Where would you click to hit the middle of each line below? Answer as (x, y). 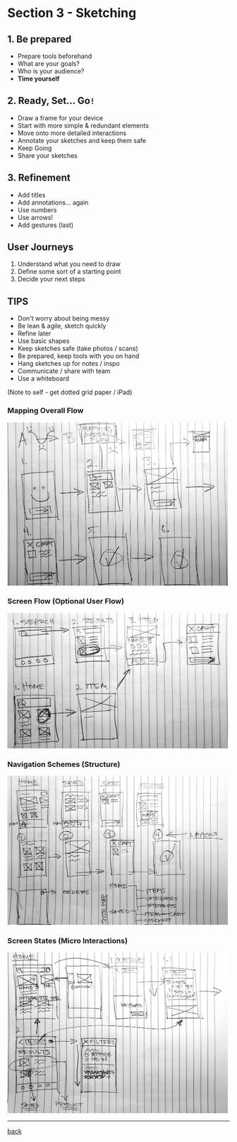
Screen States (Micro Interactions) (68, 940)
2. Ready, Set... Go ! (51, 101)
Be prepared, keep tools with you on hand (78, 356)
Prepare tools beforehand (55, 56)
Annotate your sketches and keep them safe (82, 140)
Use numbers (37, 209)
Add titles (31, 195)
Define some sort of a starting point (69, 272)
